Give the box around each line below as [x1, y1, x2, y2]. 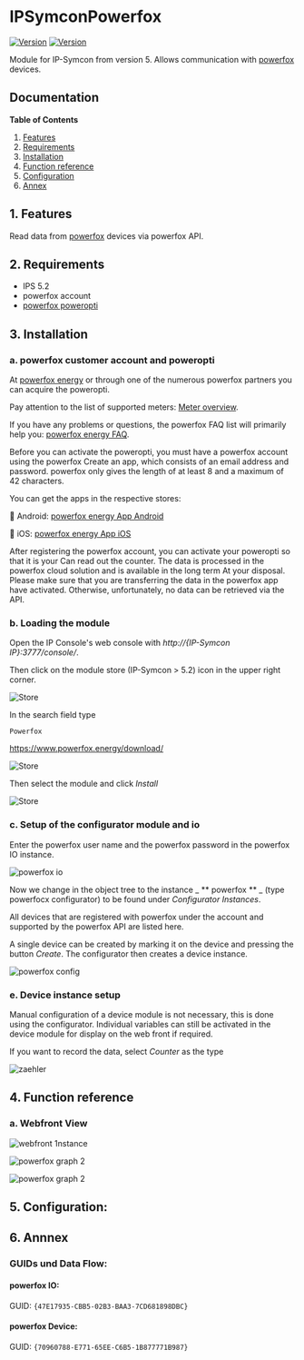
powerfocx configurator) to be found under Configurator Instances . [9, 893, 261, 905]
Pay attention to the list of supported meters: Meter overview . [9, 402, 239, 412]
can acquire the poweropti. [9, 384, 111, 395]
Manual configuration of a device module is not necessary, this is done [9, 1008, 274, 1019]
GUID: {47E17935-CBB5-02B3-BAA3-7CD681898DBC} [9, 1300, 189, 1311]
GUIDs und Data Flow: [9, 1257, 108, 1270]
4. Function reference [9, 1090, 134, 1106]
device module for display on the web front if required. [9, 1028, 213, 1039]
